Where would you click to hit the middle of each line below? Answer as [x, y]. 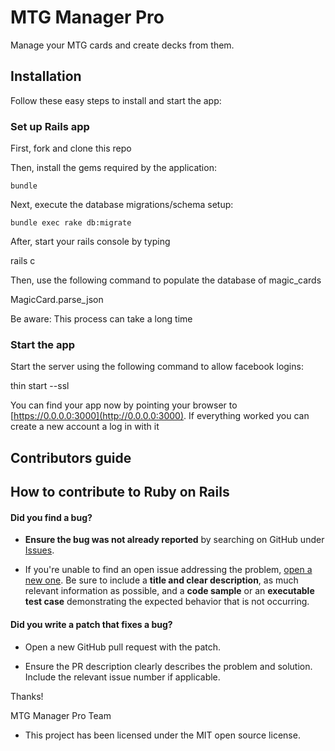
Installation [46, 76]
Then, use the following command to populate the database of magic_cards [166, 280]
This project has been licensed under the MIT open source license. [162, 735]
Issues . [39, 550]
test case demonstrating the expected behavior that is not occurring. [167, 602]
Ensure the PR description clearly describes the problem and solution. [168, 666]
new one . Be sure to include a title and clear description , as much [161, 580]
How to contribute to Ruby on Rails [120, 492]
